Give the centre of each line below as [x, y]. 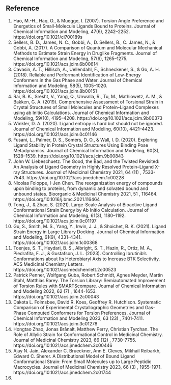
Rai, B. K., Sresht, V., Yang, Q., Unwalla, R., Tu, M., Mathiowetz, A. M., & [88, 96]
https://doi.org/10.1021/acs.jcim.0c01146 [55, 134]
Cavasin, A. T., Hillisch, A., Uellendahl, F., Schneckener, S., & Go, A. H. [87, 69]
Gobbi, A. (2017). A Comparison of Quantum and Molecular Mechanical [88, 47]
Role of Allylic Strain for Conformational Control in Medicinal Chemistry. [88, 334]
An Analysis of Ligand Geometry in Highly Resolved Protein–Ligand [83, 167]
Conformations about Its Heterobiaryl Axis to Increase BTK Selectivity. [87, 259]
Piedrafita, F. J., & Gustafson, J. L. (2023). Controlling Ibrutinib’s [80, 253]
